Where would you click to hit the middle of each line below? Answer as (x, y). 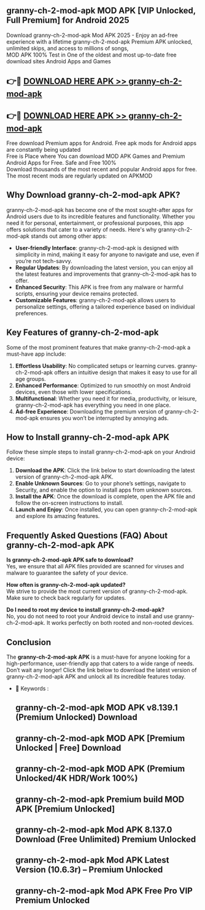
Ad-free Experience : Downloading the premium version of (89, 411)
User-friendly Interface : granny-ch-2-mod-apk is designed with (97, 248)
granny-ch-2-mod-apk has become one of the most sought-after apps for (100, 210)
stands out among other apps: (69, 236)
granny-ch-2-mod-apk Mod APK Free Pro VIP (104, 891)
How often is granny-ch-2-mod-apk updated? (66, 585)
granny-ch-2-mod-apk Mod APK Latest (92, 860)
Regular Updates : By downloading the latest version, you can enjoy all (104, 267)
